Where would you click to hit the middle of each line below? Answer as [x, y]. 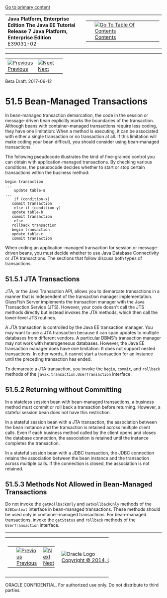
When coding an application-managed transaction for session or [71, 247]
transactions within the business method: [47, 172]
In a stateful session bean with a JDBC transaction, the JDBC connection [80, 452]
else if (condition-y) [38, 208]
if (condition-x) [32, 199]
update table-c [27, 234]
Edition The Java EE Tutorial [42, 25]
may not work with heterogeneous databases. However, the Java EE [75, 343]
